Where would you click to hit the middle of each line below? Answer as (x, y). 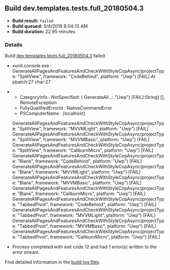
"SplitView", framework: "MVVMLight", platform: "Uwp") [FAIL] (83, 129)
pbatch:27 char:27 (31, 82)
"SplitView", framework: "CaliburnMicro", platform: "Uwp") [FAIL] (85, 150)
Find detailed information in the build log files (52, 262)
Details (14, 44)
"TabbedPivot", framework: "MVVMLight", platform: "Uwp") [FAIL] (86, 215)
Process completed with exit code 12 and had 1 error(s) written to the (84, 247)
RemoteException (38, 103)
